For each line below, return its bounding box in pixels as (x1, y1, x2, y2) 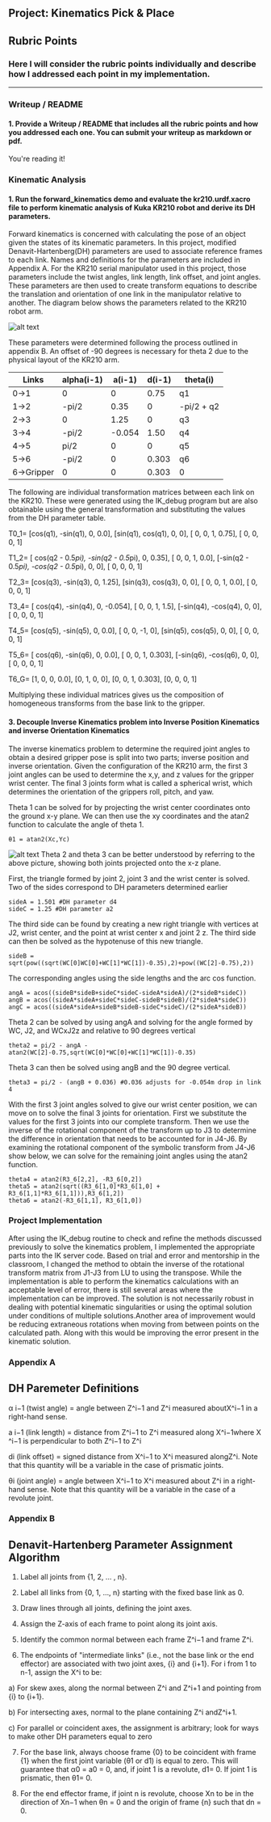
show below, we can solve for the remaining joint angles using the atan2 (8, 1151, 248, 1161)
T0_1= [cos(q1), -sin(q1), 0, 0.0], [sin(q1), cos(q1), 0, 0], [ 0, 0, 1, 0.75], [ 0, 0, (8, 529, 259, 538)
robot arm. (8, 306, 44, 316)
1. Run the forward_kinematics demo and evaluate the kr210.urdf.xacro (8, 194, 251, 204)
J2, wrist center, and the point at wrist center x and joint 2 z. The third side (8, 927, 256, 937)
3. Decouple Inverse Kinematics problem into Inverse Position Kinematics (8, 717, 260, 727)
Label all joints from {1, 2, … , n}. (19, 1572, 127, 1582)
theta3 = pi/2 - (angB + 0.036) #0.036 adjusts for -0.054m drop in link (8, 1078, 262, 1086)
